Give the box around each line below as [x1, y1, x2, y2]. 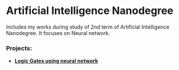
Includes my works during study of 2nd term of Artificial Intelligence [6, 23, 170, 30]
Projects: [6, 44, 33, 52]
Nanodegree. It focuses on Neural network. [6, 29, 110, 36]
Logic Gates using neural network [14, 57, 99, 65]
